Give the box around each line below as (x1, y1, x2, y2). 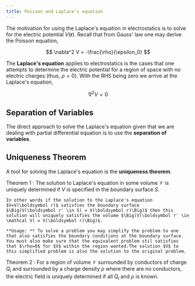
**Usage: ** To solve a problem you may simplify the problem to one (6, 228, 179, 234)
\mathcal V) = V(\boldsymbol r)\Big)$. (6, 218, 103, 223)
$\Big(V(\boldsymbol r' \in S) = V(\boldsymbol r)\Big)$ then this (6, 207, 174, 213)
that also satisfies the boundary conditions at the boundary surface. (6, 233, 184, 239)
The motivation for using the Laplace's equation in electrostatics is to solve (6, 25, 187, 32)
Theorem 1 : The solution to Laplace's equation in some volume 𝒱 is (6, 179, 169, 186)
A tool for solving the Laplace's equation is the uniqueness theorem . (6, 168, 172, 175)
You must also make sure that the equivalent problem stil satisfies (6, 238, 179, 244)
